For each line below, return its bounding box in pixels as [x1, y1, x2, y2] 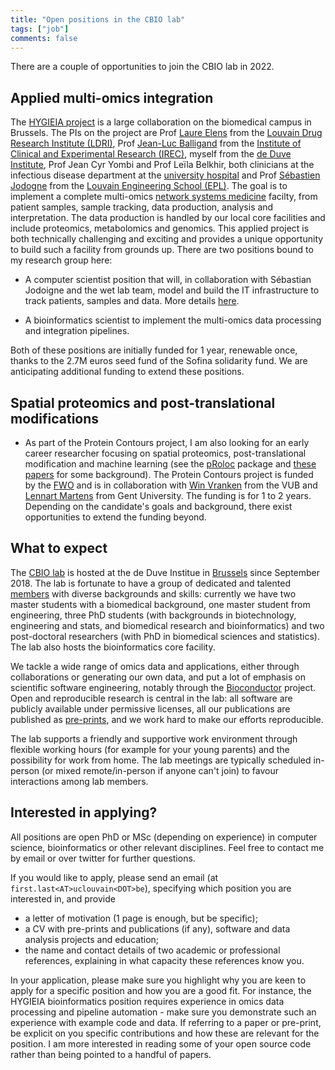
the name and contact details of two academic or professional [24, 944, 281, 956]
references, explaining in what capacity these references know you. [24, 954, 305, 966]
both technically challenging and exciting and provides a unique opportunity [10, 233, 324, 245]
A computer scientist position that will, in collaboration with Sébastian [24, 274, 312, 286]
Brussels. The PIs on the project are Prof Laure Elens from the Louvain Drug [10, 127, 323, 139]
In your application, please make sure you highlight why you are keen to [10, 974, 307, 986]
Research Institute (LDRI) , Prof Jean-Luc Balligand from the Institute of [10, 137, 302, 150]
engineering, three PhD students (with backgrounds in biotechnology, [10, 609, 297, 621]
